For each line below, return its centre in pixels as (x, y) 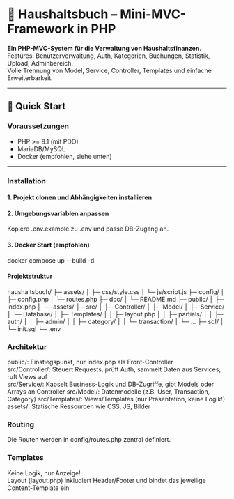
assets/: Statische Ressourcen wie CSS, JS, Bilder (79, 406)
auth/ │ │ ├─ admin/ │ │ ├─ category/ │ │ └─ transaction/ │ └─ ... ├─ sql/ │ (116, 321)
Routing (21, 424)
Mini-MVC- (153, 14)
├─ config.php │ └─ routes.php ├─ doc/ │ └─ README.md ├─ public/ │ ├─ (116, 299)
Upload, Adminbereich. (40, 63)
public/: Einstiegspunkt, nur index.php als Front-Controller (91, 362)
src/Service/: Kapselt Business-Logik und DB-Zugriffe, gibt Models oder (111, 384)
